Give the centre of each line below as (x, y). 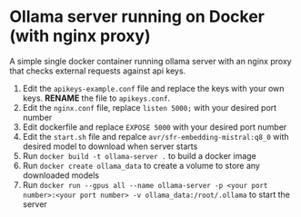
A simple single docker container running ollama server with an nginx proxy (151, 61)
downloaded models (61, 175)
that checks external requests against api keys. (98, 71)
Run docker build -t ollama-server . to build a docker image (139, 155)
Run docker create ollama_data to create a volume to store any (141, 165)
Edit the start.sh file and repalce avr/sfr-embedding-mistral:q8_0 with (156, 136)
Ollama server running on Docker (137, 17)
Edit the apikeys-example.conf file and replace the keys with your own (153, 88)
